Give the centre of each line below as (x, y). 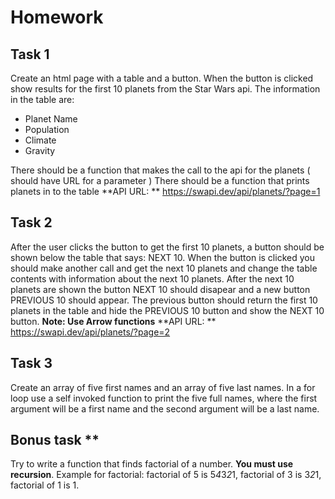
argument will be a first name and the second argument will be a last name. (165, 408)
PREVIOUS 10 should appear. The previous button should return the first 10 (164, 300)
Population (47, 129)
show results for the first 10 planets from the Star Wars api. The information (165, 89)
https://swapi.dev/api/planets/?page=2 (90, 332)
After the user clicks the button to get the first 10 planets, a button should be (167, 247)
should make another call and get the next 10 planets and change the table (164, 268)
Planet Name (51, 119)
